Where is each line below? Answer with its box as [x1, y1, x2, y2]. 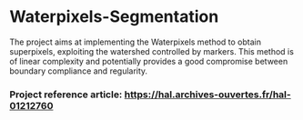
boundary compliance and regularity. [9, 65, 148, 76]
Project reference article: [9, 88, 123, 101]
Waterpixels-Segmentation [9, 6, 219, 27]
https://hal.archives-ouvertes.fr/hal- [124, 88, 291, 101]
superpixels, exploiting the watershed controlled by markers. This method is [9, 45, 294, 56]
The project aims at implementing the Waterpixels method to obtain [9, 36, 262, 47]
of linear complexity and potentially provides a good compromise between [9, 55, 288, 66]
